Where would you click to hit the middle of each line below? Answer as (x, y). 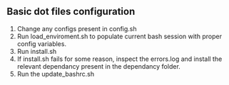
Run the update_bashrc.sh (55, 74)
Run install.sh (37, 51)
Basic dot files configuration (71, 12)
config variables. (42, 44)
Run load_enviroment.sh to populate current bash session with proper (119, 36)
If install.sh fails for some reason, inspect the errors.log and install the (119, 59)
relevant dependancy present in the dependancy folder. (99, 66)
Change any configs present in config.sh (77, 28)
